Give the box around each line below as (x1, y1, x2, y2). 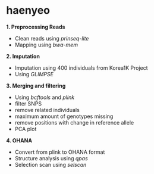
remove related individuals (14, 106, 80, 113)
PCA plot (14, 125, 37, 132)
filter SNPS (14, 100, 42, 107)
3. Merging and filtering (6, 82, 66, 89)
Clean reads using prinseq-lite (14, 35, 89, 42)
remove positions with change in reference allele (14, 119, 134, 126)
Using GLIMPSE (14, 70, 54, 77)
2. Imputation (6, 52, 40, 60)
